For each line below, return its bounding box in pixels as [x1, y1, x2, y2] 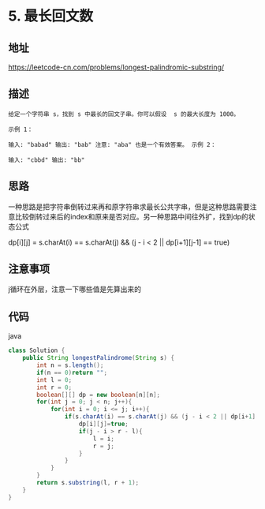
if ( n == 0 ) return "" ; [36, 369, 108, 376]
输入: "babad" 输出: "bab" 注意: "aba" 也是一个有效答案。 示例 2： [8, 140, 217, 148]
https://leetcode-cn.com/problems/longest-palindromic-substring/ [8, 62, 225, 72]
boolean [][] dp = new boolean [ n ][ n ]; [36, 391, 160, 399]
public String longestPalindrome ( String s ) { [22, 354, 175, 362]
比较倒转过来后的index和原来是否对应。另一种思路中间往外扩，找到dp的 [14, 211, 248, 221]
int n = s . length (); [36, 361, 104, 369]
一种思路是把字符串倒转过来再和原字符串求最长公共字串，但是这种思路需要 [8, 202, 250, 211]
